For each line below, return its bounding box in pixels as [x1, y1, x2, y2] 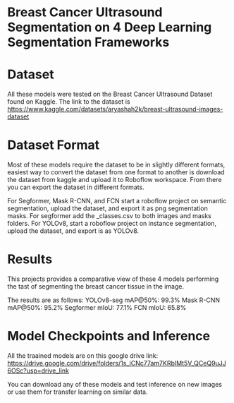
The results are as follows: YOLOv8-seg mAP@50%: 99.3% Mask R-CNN [7, 296, 221, 304]
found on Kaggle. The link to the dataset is [7, 97, 130, 106]
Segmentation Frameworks [7, 35, 170, 50]
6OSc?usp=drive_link [7, 366, 69, 375]
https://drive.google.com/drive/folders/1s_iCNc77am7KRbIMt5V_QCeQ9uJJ [7, 359, 227, 367]
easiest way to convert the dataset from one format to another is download [7, 168, 225, 176]
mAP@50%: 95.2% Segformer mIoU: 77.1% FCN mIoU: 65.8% [7, 303, 187, 311]
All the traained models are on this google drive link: [7, 351, 159, 360]
